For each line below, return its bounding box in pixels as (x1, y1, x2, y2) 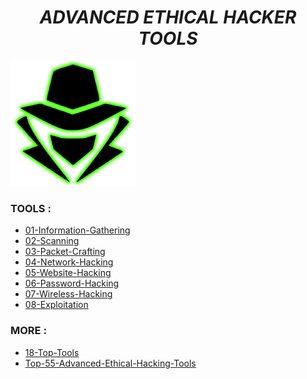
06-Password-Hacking (24, 277, 120, 290)
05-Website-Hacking (24, 267, 112, 279)
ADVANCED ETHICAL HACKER (39, 6, 297, 29)
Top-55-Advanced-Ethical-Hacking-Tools (24, 357, 197, 369)
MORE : (10, 324, 47, 338)
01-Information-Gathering (24, 224, 131, 236)
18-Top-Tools (24, 346, 80, 358)
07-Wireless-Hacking (24, 288, 113, 300)
